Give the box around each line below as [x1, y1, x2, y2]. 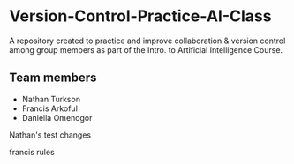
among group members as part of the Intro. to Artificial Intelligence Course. [9, 44, 283, 55]
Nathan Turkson [21, 93, 81, 104]
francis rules [9, 146, 55, 157]
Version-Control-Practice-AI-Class [9, 6, 272, 26]
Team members [9, 71, 97, 86]
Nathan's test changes [9, 130, 91, 140]
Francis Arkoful [21, 103, 78, 114]
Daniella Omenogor [21, 112, 93, 123]
